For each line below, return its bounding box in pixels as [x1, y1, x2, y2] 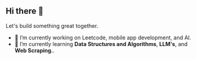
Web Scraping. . [14, 47, 55, 54]
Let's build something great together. [5, 22, 98, 29]
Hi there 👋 [5, 6, 44, 16]
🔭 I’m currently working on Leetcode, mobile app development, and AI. [14, 34, 192, 41]
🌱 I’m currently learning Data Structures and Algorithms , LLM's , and [14, 40, 188, 47]
